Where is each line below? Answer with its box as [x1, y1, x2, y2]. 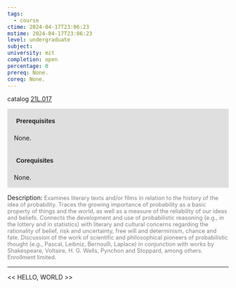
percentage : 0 [7, 63, 49, 70]
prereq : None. [7, 69, 49, 76]
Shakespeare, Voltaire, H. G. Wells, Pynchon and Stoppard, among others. [7, 247, 203, 255]
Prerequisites [16, 117, 55, 125]
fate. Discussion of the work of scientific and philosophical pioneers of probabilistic [7, 234, 228, 242]
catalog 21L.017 [7, 95, 53, 103]
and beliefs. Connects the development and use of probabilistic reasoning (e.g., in [7, 214, 225, 222]
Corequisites [16, 157, 54, 165]
